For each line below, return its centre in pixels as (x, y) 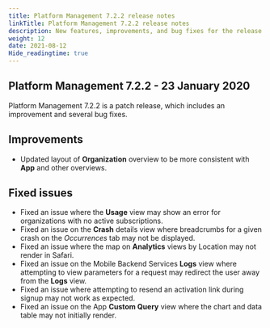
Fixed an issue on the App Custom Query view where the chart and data (141, 307)
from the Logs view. (53, 281)
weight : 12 (27, 38)
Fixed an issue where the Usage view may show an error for (120, 212)
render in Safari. (47, 255)
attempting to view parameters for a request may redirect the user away (140, 272)
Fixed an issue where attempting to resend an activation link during (132, 290)
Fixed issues (41, 193)
